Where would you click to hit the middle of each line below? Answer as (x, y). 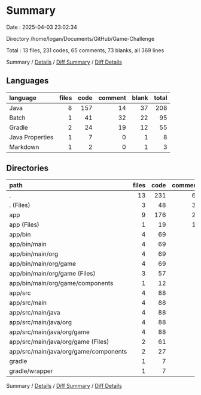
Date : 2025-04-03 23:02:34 (42, 27)
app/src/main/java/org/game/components (68, 351)
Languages (28, 81)
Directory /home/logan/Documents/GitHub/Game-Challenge (80, 38)
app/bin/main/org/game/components (61, 283)
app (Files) (25, 225)
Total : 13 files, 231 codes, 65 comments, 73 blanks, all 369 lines (85, 50)
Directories (28, 168)
